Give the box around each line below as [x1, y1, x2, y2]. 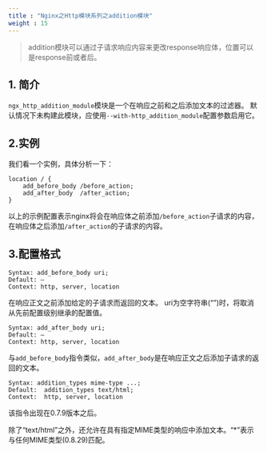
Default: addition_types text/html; [8, 385, 134, 393]
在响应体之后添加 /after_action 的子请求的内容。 [8, 221, 168, 231]
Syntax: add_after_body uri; [8, 324, 106, 332]
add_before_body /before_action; [22, 182, 134, 191]
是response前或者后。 [27, 52, 102, 62]
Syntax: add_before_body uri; [8, 268, 110, 276]
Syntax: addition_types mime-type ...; [8, 378, 141, 387]
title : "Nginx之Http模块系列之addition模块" [8, 11, 153, 20]
